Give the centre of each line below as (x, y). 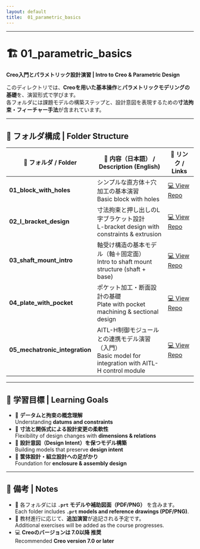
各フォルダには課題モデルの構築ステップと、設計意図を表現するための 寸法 (97, 103)
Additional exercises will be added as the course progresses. (90, 525)
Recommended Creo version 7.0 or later (64, 541)
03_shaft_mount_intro (41, 260)
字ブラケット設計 (121, 219)
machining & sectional (128, 312)
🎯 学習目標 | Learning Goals (57, 400)
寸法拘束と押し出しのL (129, 210)
